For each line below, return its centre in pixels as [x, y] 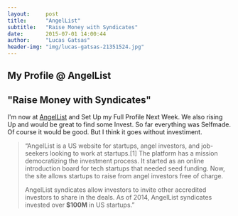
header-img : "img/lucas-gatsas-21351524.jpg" [76, 47]
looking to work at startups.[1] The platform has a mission [134, 153]
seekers [36, 153]
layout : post [33, 14]
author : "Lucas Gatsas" [49, 40]
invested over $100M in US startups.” [80, 205]
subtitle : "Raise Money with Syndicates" [73, 27]
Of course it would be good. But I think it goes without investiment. [105, 132]
